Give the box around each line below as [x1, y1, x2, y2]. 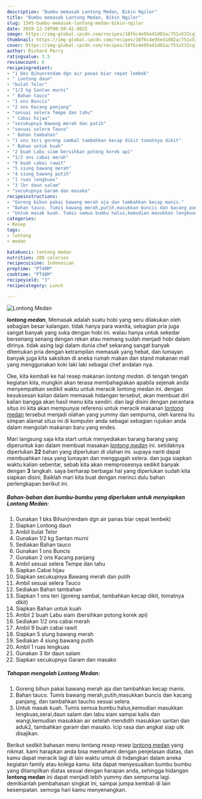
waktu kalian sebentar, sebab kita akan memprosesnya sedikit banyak [7, 461, 179, 468]
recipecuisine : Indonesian [7, 260, 74, 267]
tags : [7, 227, 20, 233]
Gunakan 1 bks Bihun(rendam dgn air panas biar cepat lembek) [15, 515, 171, 522]
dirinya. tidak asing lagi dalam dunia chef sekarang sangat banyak [7, 341, 170, 349]
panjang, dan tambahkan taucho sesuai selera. [15, 697, 131, 705]
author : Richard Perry [7, 48, 64, 54]
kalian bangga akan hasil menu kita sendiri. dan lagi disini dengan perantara [7, 398, 194, 405]
